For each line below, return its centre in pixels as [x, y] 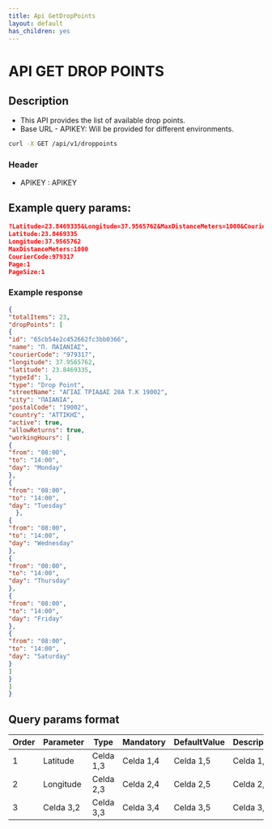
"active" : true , [36, 423]
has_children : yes [39, 31]
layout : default [36, 24]
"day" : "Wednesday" [41, 543]
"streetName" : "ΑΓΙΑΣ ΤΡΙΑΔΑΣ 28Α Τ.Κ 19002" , [88, 393]
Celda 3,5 [192, 808]
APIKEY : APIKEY [49, 183]
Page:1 [19, 264]
